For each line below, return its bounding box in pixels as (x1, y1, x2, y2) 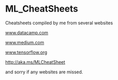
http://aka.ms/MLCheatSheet (5, 59, 66, 65)
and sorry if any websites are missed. (5, 69, 83, 75)
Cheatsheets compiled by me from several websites (5, 20, 113, 26)
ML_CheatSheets (5, 3, 78, 15)
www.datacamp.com (5, 29, 48, 35)
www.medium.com (5, 39, 44, 46)
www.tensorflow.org (5, 49, 47, 55)
